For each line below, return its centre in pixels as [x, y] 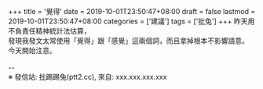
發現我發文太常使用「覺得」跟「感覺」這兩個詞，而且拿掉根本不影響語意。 [128, 41]
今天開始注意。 [32, 50]
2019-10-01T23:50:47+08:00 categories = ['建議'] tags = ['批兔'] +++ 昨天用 [131, 21]
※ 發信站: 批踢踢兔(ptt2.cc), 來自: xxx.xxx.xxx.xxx [88, 77]
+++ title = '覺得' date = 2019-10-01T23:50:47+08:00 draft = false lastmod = [132, 11]
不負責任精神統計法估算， [49, 31]
